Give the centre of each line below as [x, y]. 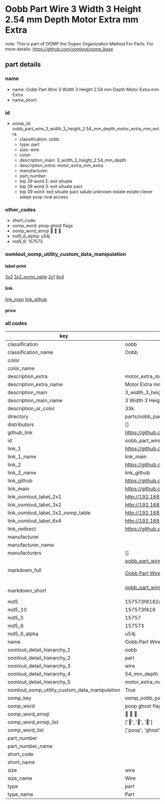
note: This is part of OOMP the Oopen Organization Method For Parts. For [79, 43]
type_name [20, 795]
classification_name [30, 353]
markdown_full [25, 570]
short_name [21, 763]
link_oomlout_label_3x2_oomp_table [49, 513]
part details [23, 64]
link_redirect [22, 529]
